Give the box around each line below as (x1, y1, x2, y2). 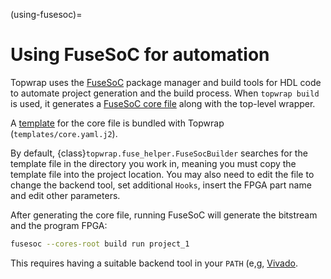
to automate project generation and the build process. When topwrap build (10, 87, 320, 99)
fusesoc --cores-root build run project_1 (10, 239, 190, 249)
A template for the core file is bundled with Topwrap (10, 117, 225, 129)
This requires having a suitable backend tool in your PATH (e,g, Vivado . (10, 257, 298, 269)
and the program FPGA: (10, 219, 108, 231)
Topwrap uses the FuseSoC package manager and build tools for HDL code (10, 76, 322, 88)
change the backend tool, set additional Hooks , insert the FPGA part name (10, 179, 312, 191)
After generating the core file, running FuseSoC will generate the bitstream (10, 209, 318, 221)
